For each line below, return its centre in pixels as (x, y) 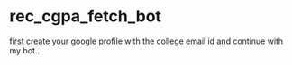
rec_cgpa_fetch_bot (86, 16)
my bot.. (25, 50)
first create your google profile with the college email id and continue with (146, 41)
